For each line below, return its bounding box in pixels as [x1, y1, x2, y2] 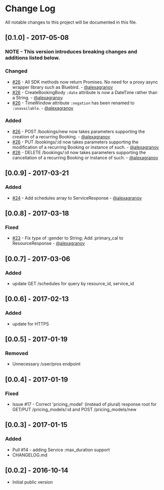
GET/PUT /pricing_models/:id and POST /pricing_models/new [12, 406, 137, 412]
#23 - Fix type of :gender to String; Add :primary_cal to [12, 235, 124, 241]
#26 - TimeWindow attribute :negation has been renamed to [12, 99, 135, 106]
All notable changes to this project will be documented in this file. [5, 19, 137, 25]
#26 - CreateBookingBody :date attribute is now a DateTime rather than [12, 89, 158, 95]
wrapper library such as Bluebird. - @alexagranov [12, 84, 113, 90]
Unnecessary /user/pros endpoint [12, 361, 81, 367]
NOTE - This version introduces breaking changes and [5, 48, 137, 55]
